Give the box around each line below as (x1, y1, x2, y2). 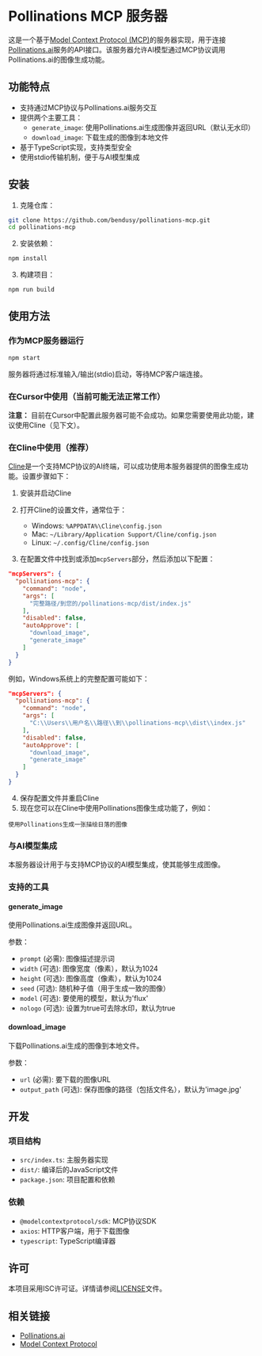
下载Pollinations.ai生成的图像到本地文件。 (8, 1041, 144, 1050)
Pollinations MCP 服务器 (8, 7, 168, 25)
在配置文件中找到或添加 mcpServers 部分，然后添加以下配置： (19, 554, 215, 563)
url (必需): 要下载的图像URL (19, 1075, 111, 1084)
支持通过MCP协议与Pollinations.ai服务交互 (19, 102, 158, 112)
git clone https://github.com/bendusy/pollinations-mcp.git (8, 216, 211, 224)
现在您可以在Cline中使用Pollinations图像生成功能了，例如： (19, 803, 213, 812)
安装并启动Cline (19, 488, 72, 498)
